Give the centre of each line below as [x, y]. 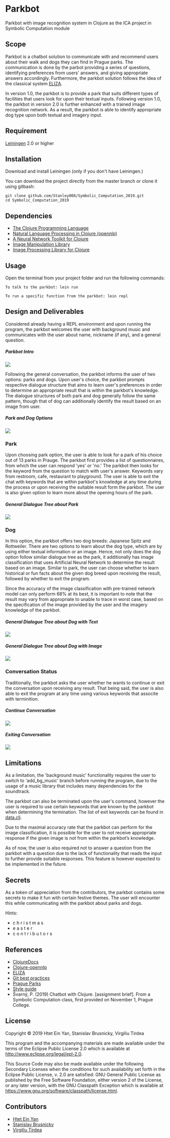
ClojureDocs [26, 962]
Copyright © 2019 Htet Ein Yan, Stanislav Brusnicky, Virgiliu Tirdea [75, 1033]
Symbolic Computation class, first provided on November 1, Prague [83, 999]
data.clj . [13, 817]
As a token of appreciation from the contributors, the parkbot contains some [85, 893]
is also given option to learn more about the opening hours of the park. [79, 493]
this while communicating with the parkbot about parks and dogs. [74, 903]
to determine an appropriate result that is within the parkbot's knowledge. [82, 390]
